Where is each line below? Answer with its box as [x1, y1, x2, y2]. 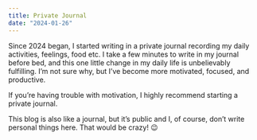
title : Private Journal [8, 11, 88, 20]
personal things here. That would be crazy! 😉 [8, 122, 158, 132]
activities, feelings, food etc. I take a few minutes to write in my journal [8, 49, 239, 59]
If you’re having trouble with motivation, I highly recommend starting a [8, 90, 239, 99]
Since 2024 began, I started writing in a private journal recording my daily [8, 41, 250, 50]
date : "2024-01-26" [8, 19, 73, 27]
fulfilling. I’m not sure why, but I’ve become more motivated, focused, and [8, 66, 250, 76]
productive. [8, 75, 46, 84]
